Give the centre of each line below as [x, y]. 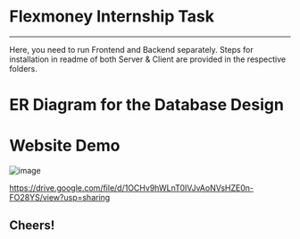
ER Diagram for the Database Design [146, 105]
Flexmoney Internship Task [112, 17]
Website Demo [65, 146]
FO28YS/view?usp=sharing [60, 198]
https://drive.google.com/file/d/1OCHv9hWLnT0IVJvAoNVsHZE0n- [132, 188]
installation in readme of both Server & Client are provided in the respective [148, 59]
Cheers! [32, 226]
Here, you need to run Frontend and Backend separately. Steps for [131, 49]
